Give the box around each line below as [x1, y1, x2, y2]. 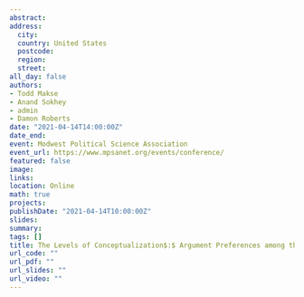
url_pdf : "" [9, 257, 54, 267]
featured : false [9, 156, 71, 166]
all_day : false [9, 72, 67, 81]
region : [17, 55, 47, 64]
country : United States [17, 38, 107, 48]
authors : [9, 81, 43, 90]
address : [9, 22, 43, 31]
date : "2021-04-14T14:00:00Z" [9, 123, 124, 132]
